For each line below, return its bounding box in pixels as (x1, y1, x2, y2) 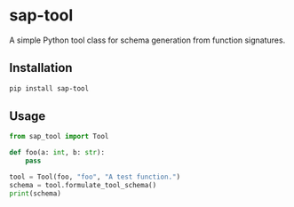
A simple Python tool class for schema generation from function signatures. (9, 35, 286, 45)
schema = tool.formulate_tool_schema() (9, 180, 157, 189)
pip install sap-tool (9, 84, 90, 93)
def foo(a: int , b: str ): (9, 148, 105, 157)
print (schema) (9, 188, 62, 198)
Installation (9, 60, 73, 76)
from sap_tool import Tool (9, 132, 109, 141)
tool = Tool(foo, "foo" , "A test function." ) (9, 172, 180, 182)
